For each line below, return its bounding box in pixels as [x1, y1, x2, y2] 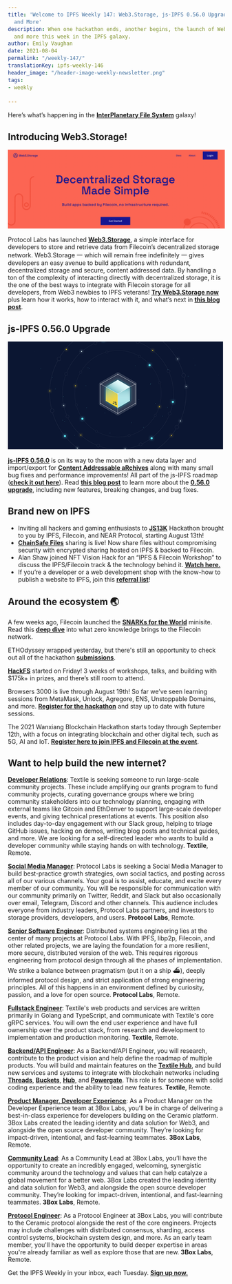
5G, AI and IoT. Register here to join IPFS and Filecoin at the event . [8, 737, 199, 745]
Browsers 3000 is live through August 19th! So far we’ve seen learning [8, 687, 208, 695]
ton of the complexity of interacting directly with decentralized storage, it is [8, 273, 221, 282]
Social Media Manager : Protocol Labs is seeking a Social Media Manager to [8, 862, 224, 871]
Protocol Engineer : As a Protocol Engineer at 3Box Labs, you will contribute [8, 1212, 223, 1220]
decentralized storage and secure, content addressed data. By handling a [8, 266, 216, 275]
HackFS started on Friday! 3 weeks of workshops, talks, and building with [8, 666, 218, 675]
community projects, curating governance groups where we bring [8, 790, 195, 798]
